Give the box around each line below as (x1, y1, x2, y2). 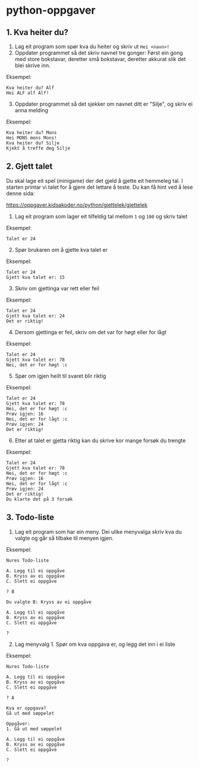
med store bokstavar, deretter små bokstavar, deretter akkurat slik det (14, 56, 186, 62)
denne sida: (6, 189, 35, 196)
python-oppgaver (6, 4, 96, 17)
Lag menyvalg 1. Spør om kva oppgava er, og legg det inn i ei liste (14, 641, 175, 648)
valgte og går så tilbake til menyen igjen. (14, 534, 114, 541)
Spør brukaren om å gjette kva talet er (14, 246, 108, 253)
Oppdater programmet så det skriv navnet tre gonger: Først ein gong (14, 49, 183, 56)
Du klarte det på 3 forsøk (6, 496, 73, 502)
